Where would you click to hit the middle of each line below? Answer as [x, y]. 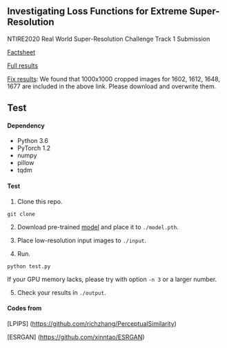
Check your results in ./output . [61, 292]
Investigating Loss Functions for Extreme [97, 11]
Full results [23, 66]
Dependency [26, 125]
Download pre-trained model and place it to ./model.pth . [98, 226]
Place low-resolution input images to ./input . [82, 240]
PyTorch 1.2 [33, 148]
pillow [26, 163]
